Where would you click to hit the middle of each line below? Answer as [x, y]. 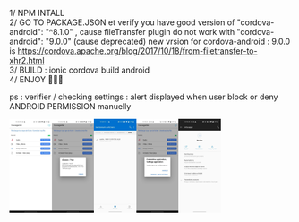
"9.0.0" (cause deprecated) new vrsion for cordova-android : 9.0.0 [168, 41]
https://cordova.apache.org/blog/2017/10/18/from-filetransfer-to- [137, 51]
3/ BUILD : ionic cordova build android [80, 70]
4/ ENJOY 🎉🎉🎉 [37, 79]
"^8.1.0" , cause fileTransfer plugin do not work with [140, 32]
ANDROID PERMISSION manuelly [70, 106]
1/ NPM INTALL [37, 13]
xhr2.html [27, 60]
